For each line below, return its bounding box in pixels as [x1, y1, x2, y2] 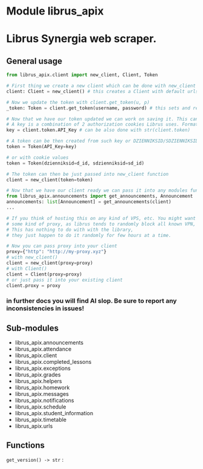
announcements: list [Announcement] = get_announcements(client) [6, 199, 172, 205]
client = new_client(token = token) [6, 176, 94, 183]
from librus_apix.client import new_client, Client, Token [6, 72, 158, 78]
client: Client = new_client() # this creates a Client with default [6, 88, 185, 94]
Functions [6, 440, 45, 450]
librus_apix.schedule [14, 403, 66, 410]
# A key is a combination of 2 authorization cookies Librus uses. [6, 121, 180, 128]
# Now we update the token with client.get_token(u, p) [6, 99, 150, 105]
